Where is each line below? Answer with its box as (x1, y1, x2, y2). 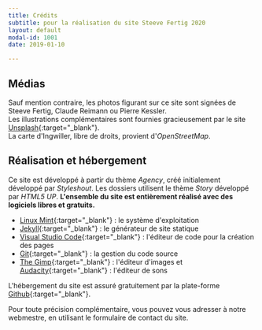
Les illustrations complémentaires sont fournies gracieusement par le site (8, 114, 246, 124)
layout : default (8, 26, 61, 34)
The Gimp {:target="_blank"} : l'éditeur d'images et (19, 257, 183, 266)
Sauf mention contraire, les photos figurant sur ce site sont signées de (8, 98, 236, 107)
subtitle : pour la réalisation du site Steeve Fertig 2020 (8, 19, 206, 27)
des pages (19, 240, 54, 250)
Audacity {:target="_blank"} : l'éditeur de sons (19, 265, 168, 275)
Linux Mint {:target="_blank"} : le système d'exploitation (19, 215, 199, 224)
